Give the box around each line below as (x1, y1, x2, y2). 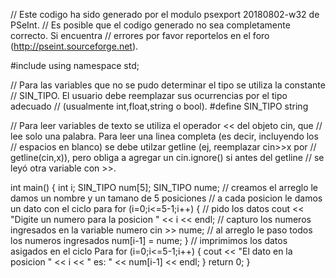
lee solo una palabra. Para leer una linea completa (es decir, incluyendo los (10, 130, 319, 142)
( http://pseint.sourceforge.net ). (10, 40, 139, 52)
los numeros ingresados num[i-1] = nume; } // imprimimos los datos (10, 235, 288, 246)
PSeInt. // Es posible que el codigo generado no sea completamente (10, 19, 291, 31)
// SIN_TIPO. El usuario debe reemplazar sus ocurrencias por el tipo (10, 90, 288, 101)
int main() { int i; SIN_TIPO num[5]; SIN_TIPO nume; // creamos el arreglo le (10, 182, 319, 193)
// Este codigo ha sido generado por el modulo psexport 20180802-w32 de (10, 9, 320, 20)
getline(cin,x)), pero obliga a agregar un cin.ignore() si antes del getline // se (10, 152, 325, 163)
